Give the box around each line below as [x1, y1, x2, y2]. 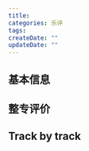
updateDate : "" [8, 41, 59, 49]
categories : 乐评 [8, 19, 64, 27]
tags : [8, 26, 26, 34]
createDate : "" [8, 33, 59, 42]
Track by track [8, 130, 81, 143]
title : [8, 11, 30, 20]
